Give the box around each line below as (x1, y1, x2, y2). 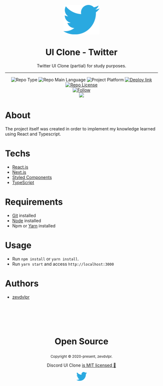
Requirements (5, 196, 63, 208)
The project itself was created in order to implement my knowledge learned (5, 126, 156, 131)
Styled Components (12, 174, 52, 180)
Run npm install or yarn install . (12, 256, 79, 261)
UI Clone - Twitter (45, 47, 118, 58)
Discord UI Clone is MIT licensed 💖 (47, 362, 116, 368)
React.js (12, 164, 29, 170)
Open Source (54, 336, 109, 347)
